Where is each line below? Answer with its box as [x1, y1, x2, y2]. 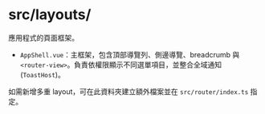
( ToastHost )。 [19, 69, 66, 79]
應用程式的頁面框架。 [8, 33, 79, 42]
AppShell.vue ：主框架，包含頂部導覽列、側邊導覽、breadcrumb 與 [19, 49, 240, 59]
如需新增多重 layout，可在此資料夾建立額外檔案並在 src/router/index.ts [8, 86, 249, 96]
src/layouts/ [8, 6, 92, 24]
